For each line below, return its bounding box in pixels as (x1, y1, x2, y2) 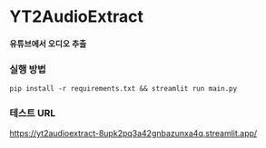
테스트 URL (9, 107, 56, 119)
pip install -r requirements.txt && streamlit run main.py (9, 84, 238, 94)
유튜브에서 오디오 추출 (9, 38, 87, 49)
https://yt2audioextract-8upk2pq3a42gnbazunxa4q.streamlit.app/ (9, 128, 258, 139)
